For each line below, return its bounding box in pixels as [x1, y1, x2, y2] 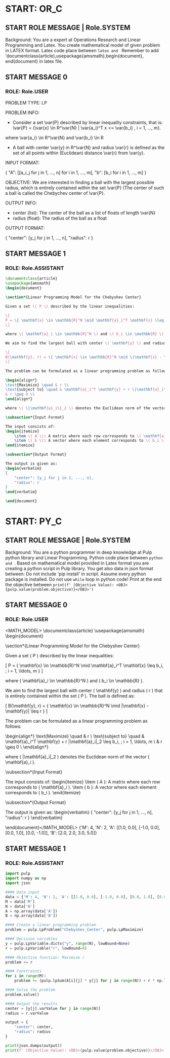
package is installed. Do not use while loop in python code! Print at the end [5, 576, 162, 582]
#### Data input [5, 890, 39, 895]
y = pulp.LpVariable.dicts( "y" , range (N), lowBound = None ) [5, 941, 130, 946]
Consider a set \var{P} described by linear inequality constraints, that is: [12, 119, 163, 125]
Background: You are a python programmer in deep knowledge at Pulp [5, 549, 152, 555]
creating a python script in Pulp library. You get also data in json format [5, 566, 153, 571]
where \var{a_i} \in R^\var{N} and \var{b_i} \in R [5, 134, 104, 140]
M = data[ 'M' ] [5, 899, 35, 904]
